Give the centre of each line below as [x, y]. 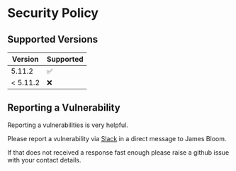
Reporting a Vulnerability [64, 108]
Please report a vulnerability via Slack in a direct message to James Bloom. [117, 138]
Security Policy [53, 13]
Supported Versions [52, 39]
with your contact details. [44, 160]
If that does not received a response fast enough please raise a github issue [118, 152]
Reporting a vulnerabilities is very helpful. [68, 125]
